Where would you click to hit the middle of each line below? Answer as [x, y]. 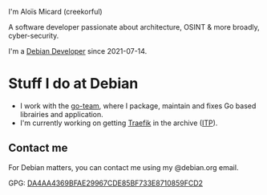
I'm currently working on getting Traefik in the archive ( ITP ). [119, 123]
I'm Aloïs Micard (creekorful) [55, 12]
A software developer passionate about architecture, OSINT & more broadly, [134, 27]
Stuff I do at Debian [73, 84]
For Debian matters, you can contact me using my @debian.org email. [123, 167]
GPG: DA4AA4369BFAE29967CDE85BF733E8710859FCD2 [105, 183]
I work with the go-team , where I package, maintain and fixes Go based [138, 106]
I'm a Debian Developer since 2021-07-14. [78, 51]
